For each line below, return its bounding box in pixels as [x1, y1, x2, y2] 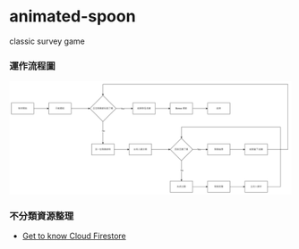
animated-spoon [9, 6, 136, 27]
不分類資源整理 [9, 210, 74, 222]
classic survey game [9, 36, 85, 46]
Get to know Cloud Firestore [21, 230, 127, 242]
